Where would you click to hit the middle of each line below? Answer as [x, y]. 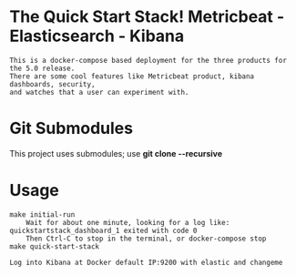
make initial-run [42, 215]
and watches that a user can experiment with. [99, 92]
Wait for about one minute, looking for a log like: [128, 222]
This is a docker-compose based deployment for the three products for [148, 60]
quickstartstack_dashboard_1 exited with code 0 [103, 230]
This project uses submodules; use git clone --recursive [116, 153]
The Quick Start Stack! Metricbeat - [147, 17]
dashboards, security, [52, 84]
